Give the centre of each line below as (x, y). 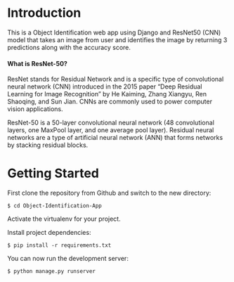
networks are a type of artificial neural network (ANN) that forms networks (115, 138)
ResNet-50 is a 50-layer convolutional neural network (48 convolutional (111, 123)
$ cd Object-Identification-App (54, 206)
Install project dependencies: (49, 233)
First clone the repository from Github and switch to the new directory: (109, 193)
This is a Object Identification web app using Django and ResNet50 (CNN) (114, 32)
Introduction (44, 13)
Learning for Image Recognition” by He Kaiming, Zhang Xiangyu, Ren (107, 94)
